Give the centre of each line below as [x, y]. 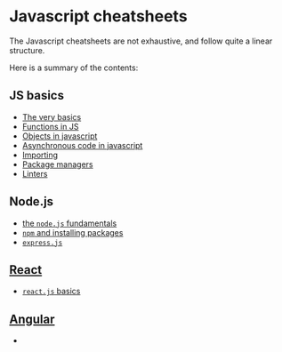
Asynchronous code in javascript [82, 145]
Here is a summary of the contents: [74, 68]
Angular [32, 319]
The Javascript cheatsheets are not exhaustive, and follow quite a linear [141, 41]
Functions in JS [50, 126]
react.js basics [51, 292]
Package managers [57, 164]
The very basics [52, 116]
